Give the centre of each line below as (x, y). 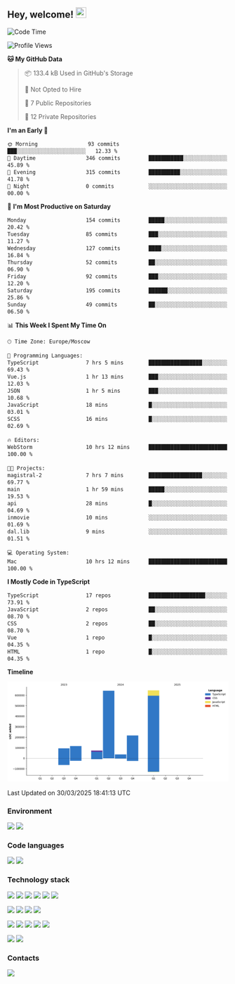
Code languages (36, 845)
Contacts (23, 958)
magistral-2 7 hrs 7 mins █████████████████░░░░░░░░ (117, 475)
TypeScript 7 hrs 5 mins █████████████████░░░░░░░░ (117, 362)
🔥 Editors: (23, 440)
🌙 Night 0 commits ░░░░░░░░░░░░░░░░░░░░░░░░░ (117, 186)
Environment (30, 811)
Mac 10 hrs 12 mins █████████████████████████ (117, 561)
